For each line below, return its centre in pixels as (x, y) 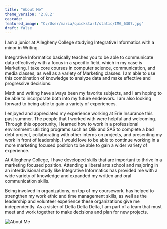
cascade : (14, 19)
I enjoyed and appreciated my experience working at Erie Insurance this (79, 114)
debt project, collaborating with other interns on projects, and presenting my (83, 135)
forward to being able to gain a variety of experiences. (61, 104)
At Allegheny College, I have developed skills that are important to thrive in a (83, 160)
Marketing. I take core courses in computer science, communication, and (80, 68)
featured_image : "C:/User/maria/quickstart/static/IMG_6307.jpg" (74, 24)
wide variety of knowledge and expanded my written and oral (68, 176)
